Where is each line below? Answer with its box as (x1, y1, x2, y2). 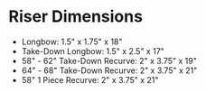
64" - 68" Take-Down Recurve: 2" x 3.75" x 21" (21, 65, 198, 76)
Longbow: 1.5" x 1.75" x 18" (21, 36, 123, 47)
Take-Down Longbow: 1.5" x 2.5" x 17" (21, 45, 164, 56)
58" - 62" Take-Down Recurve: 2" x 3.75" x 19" (21, 55, 198, 66)
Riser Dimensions (8, 6, 144, 27)
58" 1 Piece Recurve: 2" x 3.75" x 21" (21, 74, 159, 85)
